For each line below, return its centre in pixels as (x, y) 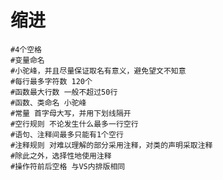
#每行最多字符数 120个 (51, 81)
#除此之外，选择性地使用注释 (61, 156)
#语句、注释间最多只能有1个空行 (67, 134)
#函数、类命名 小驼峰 (48, 102)
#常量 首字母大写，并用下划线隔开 (71, 113)
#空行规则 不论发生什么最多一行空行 (74, 124)
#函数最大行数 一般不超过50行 (64, 92)
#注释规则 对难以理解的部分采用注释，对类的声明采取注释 (111, 145)
